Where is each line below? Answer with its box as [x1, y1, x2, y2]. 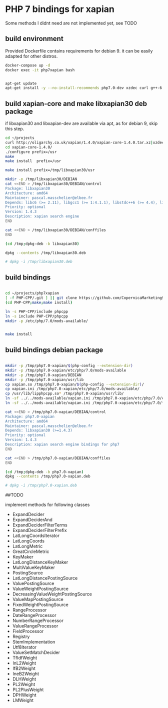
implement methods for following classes [5, 501, 90, 508]
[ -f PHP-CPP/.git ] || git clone [5, 295, 77, 300]
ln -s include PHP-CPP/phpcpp [5, 313, 68, 318]
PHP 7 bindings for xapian [5, 3, 115, 15]
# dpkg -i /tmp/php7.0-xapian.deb [5, 483, 77, 488]
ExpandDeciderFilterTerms [12, 522, 67, 528]
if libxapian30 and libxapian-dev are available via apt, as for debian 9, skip [5, 120, 158, 126]
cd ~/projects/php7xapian [5, 291, 59, 296]
